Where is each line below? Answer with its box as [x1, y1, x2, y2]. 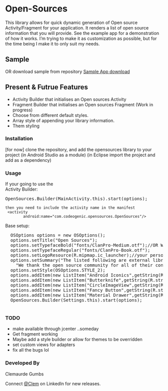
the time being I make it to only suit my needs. [5, 40, 100, 46]
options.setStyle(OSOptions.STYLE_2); [10, 268, 106, 273]
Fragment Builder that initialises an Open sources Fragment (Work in [12, 101, 153, 107]
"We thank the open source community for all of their [15, 263, 153, 268]
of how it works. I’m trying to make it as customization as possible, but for [5, 35, 157, 41]
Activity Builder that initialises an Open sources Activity [12, 96, 126, 102]
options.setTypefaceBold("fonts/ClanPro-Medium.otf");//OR [10, 243, 158, 248]
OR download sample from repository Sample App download [5, 68, 130, 74]
